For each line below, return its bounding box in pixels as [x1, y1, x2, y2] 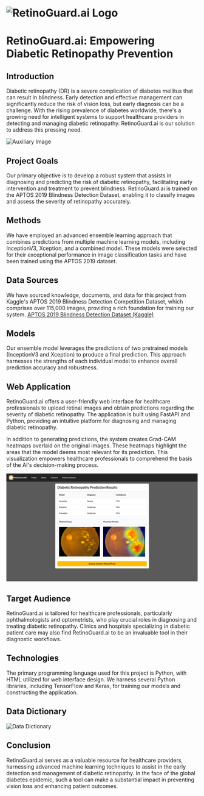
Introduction [6, 71, 55, 82]
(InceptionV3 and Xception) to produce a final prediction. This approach [6, 351, 186, 358]
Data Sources [6, 275, 59, 286]
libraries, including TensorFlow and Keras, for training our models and [6, 682, 181, 689]
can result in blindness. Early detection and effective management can [6, 94, 183, 101]
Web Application [6, 382, 71, 392]
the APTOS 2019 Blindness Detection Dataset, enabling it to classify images [6, 191, 195, 198]
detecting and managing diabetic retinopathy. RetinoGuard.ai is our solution [6, 119, 195, 127]
